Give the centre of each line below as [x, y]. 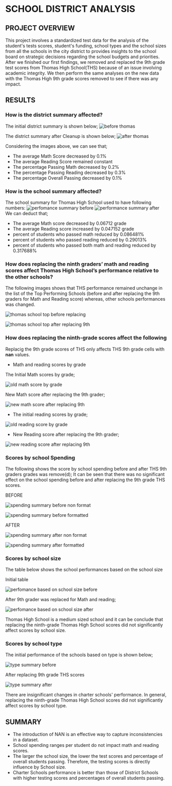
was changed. [20, 305]
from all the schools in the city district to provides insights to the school [81, 51]
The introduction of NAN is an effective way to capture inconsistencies [88, 735]
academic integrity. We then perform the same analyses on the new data [82, 73]
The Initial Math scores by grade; [40, 374]
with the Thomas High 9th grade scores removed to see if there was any [82, 78]
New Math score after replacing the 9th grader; [55, 394]
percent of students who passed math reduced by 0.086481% [79, 234]
